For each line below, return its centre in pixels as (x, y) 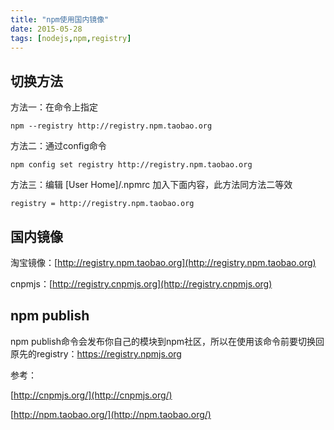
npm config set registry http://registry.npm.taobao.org (131, 165)
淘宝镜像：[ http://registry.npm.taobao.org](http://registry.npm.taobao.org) (163, 262)
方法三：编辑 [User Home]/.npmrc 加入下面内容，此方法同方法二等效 (151, 185)
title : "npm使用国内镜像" (60, 19)
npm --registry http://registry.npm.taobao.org (111, 126)
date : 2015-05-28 (46, 29)
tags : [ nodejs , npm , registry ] (71, 38)
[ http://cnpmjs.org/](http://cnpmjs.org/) (91, 395)
